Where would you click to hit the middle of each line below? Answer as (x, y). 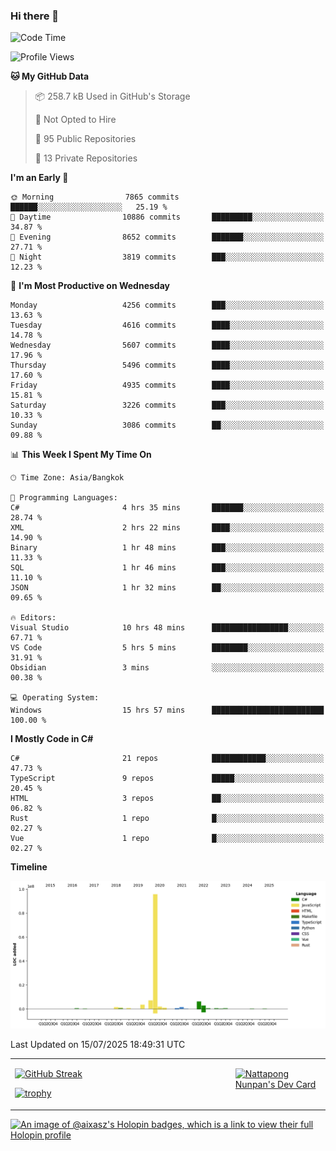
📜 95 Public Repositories (85, 139)
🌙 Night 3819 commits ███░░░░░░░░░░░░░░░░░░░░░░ (167, 257)
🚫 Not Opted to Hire (75, 120)
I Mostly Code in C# (52, 739)
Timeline (29, 867)
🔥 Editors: (33, 618)
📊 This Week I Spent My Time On (81, 455)
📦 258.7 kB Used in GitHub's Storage (112, 96)
